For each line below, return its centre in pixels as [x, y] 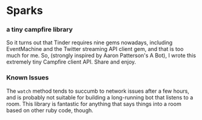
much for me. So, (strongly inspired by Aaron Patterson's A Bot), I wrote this [101, 56]
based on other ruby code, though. [50, 110]
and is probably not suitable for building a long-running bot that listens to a [100, 97]
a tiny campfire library [39, 30]
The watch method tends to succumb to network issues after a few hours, [98, 91]
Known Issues [28, 78]
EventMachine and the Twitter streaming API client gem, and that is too [95, 49]
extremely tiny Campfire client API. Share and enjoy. [71, 62]
